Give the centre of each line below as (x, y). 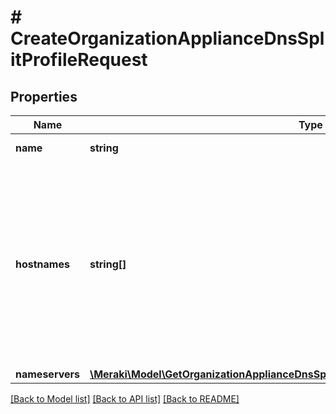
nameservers (47, 374)
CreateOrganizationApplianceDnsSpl (167, 38)
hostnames (42, 264)
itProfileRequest (79, 60)
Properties (44, 96)
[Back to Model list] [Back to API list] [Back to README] (125, 399)
